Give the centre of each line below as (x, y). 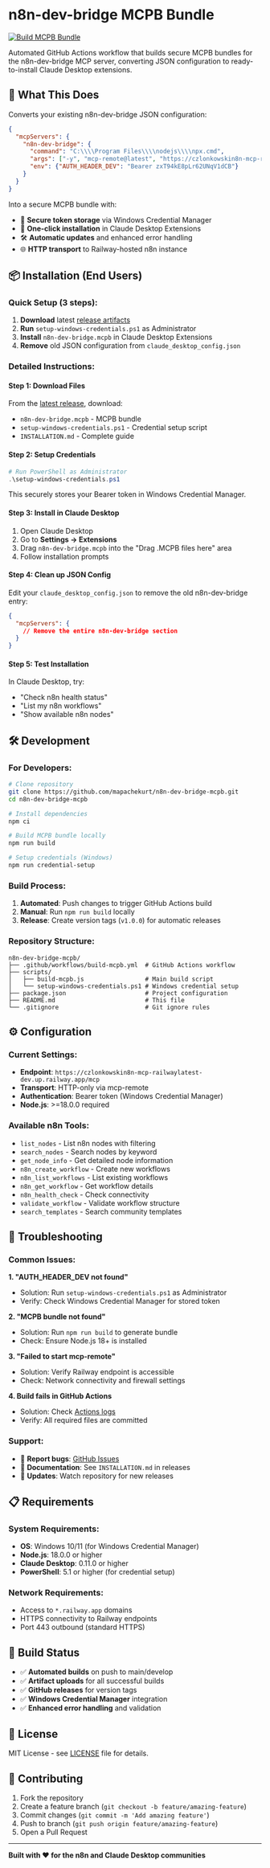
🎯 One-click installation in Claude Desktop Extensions (110, 228)
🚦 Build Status (44, 1652)
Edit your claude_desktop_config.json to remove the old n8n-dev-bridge (128, 592)
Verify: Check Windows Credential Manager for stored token (120, 1301)
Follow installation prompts (64, 556)
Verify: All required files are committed (84, 1420)
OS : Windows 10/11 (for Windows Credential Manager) (109, 1546)
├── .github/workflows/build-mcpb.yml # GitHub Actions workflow (122, 965)
